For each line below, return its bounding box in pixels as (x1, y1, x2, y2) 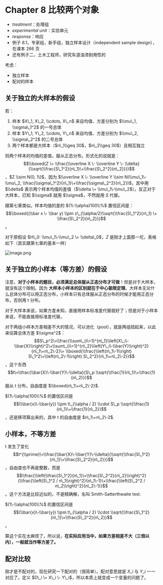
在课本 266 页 (12, 46, 40, 51)
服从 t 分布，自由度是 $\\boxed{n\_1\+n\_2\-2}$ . (5, 383, 99, 388)
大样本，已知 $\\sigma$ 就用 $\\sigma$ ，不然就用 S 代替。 (5, 192, 123, 198)
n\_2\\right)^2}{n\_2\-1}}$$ (55, 483, 108, 489)
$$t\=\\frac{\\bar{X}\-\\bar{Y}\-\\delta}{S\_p (7, 369, 95, 375)
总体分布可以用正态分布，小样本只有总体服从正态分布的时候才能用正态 (9, 291, 149, 297)
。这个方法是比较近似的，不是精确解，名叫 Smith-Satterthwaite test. (5, 491, 142, 497)
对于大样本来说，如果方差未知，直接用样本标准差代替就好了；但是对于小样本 (5, 307, 158, 313)
